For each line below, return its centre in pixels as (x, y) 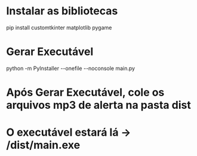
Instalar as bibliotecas (62, 11)
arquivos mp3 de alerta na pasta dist (98, 105)
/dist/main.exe (43, 145)
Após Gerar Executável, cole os (85, 92)
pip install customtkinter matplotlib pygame (59, 27)
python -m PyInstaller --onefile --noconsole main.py (71, 68)
